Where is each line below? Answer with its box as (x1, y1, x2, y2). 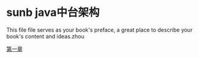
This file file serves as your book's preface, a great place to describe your (6, 26, 193, 34)
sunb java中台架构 (6, 5, 100, 20)
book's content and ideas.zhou (6, 32, 84, 40)
